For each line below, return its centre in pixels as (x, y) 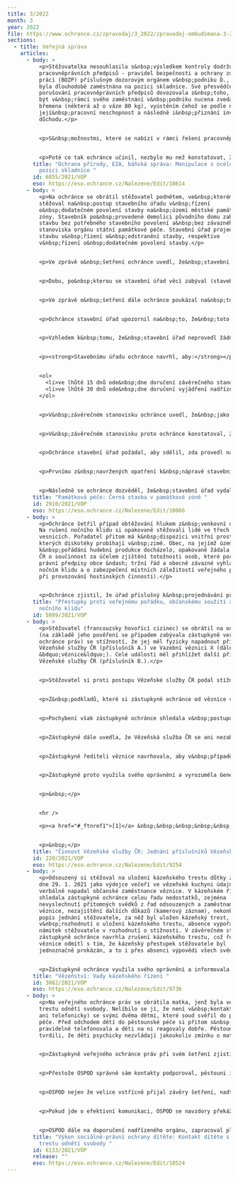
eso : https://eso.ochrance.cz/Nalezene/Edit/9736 (107, 989)
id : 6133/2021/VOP (60, 1150)
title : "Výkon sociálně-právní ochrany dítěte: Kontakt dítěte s (131, 1137)
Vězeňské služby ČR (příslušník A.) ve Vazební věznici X (126, 648)
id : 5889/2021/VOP (60, 615)
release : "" (51, 1157)
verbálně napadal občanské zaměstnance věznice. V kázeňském (131, 891)
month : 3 (20, 21)
